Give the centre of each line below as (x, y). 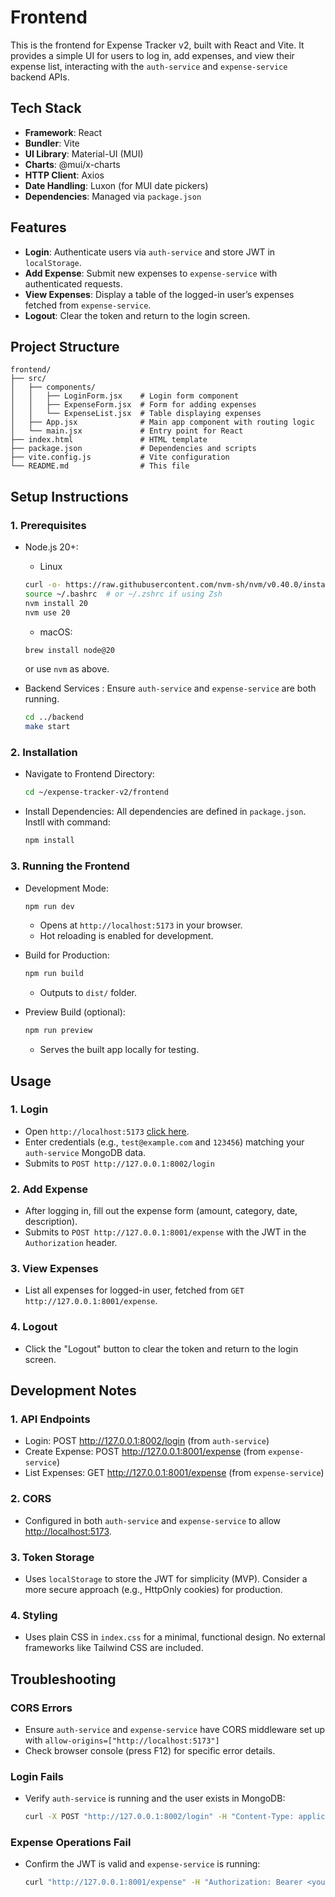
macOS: (56, 632)
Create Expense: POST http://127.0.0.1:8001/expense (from (145, 1452)
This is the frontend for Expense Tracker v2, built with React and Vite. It (157, 45)
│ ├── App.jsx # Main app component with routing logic (162, 422)
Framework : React (63, 132)
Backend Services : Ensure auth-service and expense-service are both (170, 688)
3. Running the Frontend (70, 866)
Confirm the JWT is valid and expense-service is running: (142, 1864)
